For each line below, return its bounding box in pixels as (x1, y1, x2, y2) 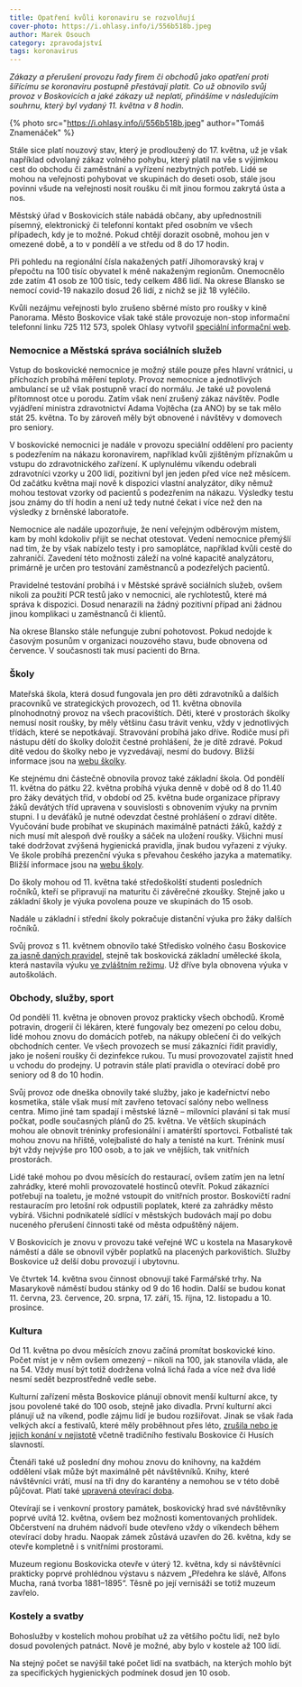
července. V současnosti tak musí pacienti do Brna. (9, 646, 201, 656)
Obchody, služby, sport (9, 991, 114, 1004)
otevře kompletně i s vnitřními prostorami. (9, 1541, 164, 1552)
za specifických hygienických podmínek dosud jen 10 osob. (9, 1667, 231, 1678)
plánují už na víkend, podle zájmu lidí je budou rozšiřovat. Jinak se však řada (9, 1410, 294, 1421)
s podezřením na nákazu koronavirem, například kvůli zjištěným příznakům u (9, 449, 293, 460)
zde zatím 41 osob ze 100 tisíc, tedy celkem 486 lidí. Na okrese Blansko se (9, 276, 286, 287)
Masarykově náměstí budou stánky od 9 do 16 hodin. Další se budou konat (9, 1283, 286, 1294)
